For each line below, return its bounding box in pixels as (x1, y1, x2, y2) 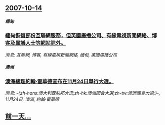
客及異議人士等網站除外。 (5, 40, 66, 47)
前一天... (5, 112, 32, 121)
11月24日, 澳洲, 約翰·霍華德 (5, 96, 59, 102)
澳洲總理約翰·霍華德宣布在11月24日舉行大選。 (5, 78, 114, 85)
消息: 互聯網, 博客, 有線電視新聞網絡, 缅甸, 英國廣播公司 (5, 52, 117, 58)
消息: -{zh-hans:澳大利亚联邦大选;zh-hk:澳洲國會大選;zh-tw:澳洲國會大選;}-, (5, 90, 161, 96)
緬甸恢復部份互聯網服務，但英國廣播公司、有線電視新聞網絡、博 (5, 32, 157, 39)
